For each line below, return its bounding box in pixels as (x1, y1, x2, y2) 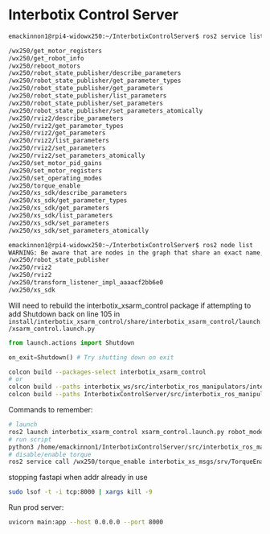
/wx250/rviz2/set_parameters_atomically (8, 151, 146, 160)
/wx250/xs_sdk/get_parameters (8, 204, 110, 213)
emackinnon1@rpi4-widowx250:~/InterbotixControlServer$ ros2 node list (8, 241, 253, 249)
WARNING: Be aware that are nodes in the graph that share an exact (8, 248, 243, 257)
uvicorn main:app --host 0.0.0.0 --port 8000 (8, 518, 163, 527)
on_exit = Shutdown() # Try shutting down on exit (8, 353, 174, 362)
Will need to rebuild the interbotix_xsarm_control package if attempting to (8, 300, 252, 310)
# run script (8, 435, 52, 444)
